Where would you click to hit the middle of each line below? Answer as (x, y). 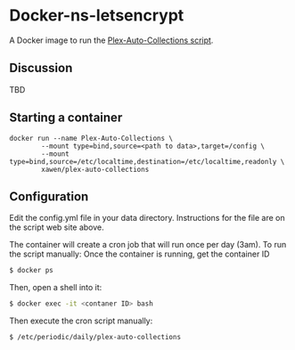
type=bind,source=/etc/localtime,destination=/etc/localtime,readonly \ (147, 161)
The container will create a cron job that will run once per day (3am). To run (148, 245)
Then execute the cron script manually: (81, 321)
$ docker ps (31, 271)
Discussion (41, 68)
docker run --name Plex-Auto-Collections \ (91, 138)
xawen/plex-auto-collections (95, 169)
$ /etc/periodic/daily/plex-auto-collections (95, 338)
